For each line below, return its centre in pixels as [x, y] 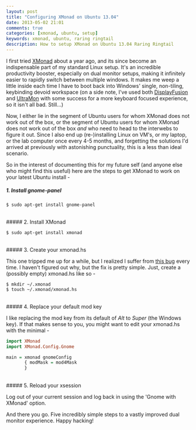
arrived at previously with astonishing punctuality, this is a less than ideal [94, 147]
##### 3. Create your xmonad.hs [46, 249]
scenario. [17, 153]
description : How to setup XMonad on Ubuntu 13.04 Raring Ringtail [90, 45]
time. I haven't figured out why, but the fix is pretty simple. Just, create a [93, 267]
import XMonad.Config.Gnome [40, 347]
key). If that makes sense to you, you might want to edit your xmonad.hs [93, 324]
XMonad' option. [26, 403]
